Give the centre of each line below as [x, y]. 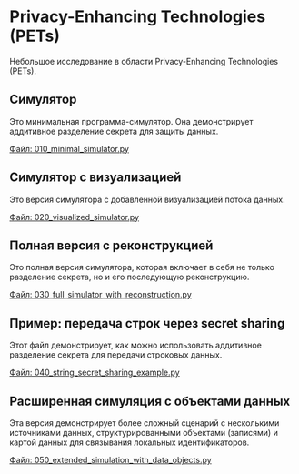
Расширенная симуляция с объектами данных [150, 401]
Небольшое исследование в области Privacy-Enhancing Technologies [144, 61]
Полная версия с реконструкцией [111, 245]
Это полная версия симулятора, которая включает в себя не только [142, 267]
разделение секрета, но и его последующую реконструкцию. [130, 277]
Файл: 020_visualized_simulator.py [74, 217]
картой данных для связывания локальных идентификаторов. [130, 442]
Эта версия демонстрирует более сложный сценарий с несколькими [145, 423]
